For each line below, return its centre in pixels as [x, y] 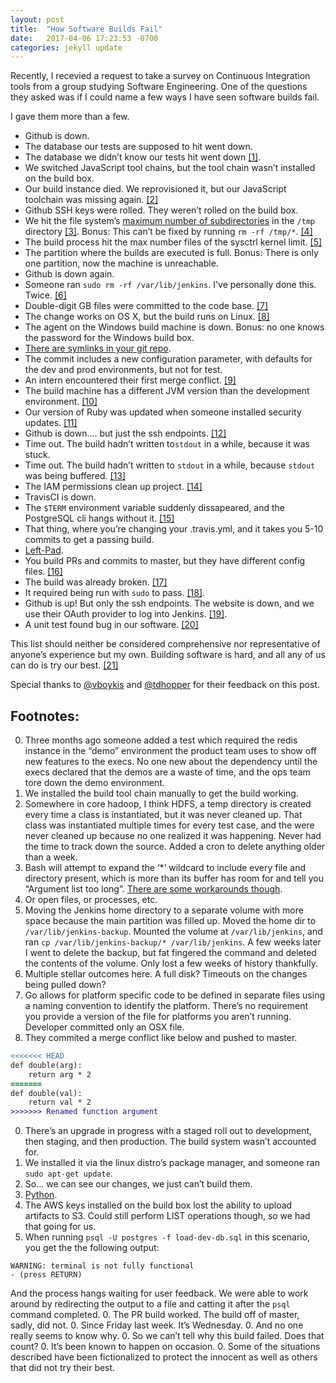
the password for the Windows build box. [109, 338]
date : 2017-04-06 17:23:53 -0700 [84, 38]
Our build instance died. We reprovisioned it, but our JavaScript [155, 189]
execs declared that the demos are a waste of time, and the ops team [167, 772]
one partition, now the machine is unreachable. [121, 263]
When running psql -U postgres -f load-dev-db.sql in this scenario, [167, 1237]
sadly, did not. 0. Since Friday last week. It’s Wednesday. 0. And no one [157, 1325]
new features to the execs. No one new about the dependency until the [171, 762]
